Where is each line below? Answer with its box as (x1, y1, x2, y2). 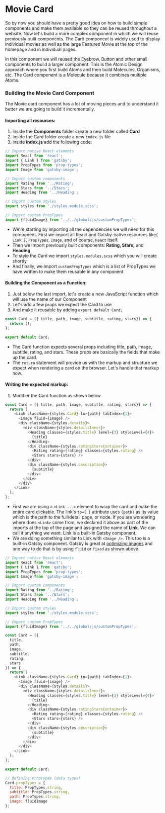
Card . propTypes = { (5, 780, 46, 785)
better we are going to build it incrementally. (5, 106, 95, 112)
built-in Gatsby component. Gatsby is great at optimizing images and (12, 541, 153, 546)
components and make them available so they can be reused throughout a (5, 25, 157, 31)
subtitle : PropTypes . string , (9, 790, 70, 795)
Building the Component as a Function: (5, 280, 87, 286)
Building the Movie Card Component (5, 90, 95, 96)
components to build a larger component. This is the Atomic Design (5, 61, 143, 67)
